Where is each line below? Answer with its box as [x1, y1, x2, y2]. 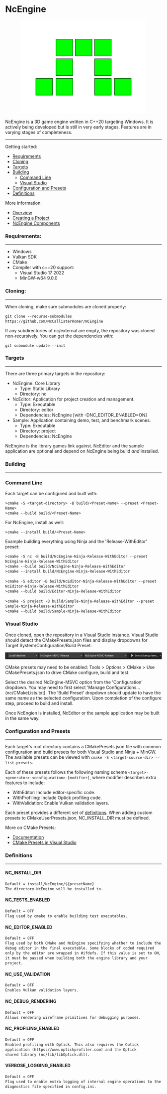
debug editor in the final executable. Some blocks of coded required [5, 946, 155, 951]
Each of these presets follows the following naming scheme [5, 769, 128, 775]
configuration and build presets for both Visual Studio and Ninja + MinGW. [5, 749, 157, 755]
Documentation [12, 834, 44, 840]
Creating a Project [12, 215, 50, 221]
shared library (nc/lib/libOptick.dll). [5, 1052, 90, 1057]
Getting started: [5, 143, 37, 149]
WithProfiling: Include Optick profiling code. [12, 795, 102, 801]
